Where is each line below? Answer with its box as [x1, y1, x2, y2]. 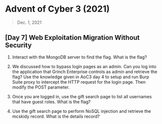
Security [5, 41, 32, 50]
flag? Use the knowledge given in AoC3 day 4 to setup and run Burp [12, 74, 150, 80]
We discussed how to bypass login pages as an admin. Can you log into [12, 63, 157, 69]
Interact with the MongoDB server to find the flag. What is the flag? [12, 54, 147, 60]
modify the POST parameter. [12, 84, 70, 90]
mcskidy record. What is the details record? [12, 113, 100, 119]
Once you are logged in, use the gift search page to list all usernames [12, 93, 152, 99]
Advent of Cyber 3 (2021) [5, 3, 110, 15]
